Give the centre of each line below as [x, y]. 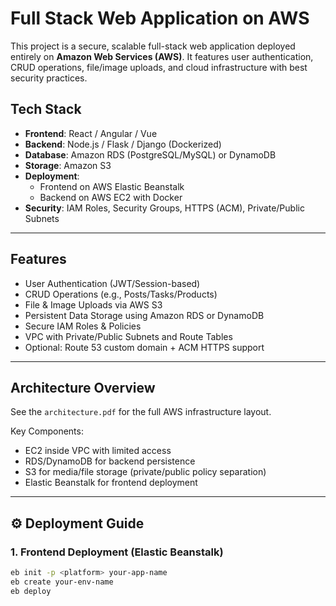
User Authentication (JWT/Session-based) [112, 283]
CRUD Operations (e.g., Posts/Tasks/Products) [121, 294]
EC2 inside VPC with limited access [98, 451]
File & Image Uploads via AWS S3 [93, 304]
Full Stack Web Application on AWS [160, 18]
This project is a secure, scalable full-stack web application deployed [153, 46]
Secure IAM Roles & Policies [83, 326]
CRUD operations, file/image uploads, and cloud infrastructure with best [159, 67]
